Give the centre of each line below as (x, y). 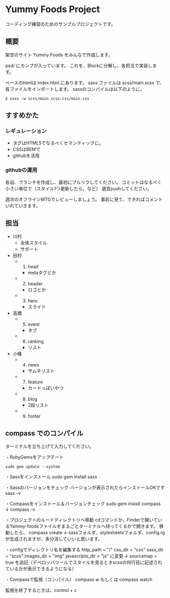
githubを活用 (26, 156)
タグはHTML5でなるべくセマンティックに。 (58, 143)
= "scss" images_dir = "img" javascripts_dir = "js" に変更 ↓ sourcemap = (81, 556)
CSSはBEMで (26, 149)
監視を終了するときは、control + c (41, 590)
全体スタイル (33, 242)
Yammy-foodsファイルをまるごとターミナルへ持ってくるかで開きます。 (84, 526)
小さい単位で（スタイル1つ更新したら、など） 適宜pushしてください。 (79, 188)
